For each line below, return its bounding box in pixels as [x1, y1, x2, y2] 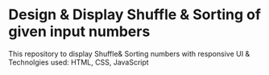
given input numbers [8, 22, 151, 41]
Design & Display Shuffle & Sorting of [8, 6, 262, 24]
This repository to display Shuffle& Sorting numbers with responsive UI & [8, 49, 250, 58]
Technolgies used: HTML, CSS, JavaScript [8, 57, 149, 67]
